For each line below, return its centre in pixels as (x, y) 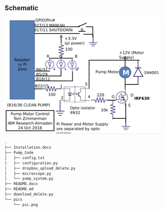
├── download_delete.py (29, 194)
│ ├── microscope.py (28, 174)
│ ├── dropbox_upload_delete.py (40, 168)
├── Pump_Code (19, 153)
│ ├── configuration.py (31, 163)
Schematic (21, 8)
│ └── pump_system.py (29, 179)
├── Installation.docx (28, 147)
